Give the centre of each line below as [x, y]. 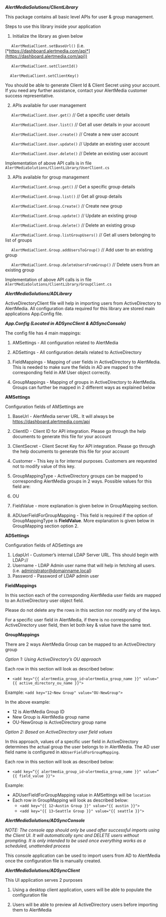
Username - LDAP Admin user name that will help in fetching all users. [84, 565]
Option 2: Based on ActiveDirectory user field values [59, 732]
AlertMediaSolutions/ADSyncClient [43, 870]
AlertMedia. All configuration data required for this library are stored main [80, 308]
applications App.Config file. [34, 314]
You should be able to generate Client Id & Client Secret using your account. [83, 85]
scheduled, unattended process [38, 846]
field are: [21, 486]
